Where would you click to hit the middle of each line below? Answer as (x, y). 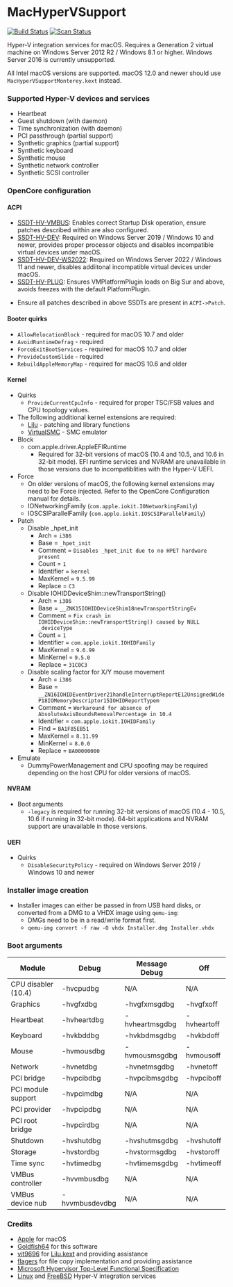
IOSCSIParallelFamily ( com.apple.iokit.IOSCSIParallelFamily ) (116, 513)
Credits (20, 1224)
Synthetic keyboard (45, 151)
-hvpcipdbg (81, 1109)
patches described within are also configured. (83, 230)
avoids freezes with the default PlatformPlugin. (84, 289)
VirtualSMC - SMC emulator (67, 432)
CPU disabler (32, 984)
